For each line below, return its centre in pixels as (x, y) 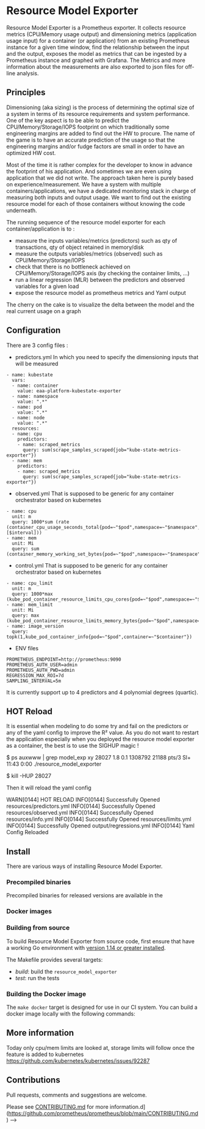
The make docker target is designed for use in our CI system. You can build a (102, 1007)
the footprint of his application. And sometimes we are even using (89, 171)
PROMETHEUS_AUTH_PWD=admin (41, 670)
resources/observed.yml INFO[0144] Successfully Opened (80, 813)
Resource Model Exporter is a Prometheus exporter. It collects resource (96, 28)
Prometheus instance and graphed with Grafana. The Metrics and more (96, 60)
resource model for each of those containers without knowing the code (96, 203)
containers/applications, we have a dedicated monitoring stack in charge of (101, 191)
